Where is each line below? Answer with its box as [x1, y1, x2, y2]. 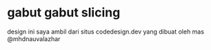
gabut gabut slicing [7, 5, 121, 21]
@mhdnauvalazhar [7, 34, 61, 42]
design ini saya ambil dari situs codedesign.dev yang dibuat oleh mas [7, 27, 205, 36]
